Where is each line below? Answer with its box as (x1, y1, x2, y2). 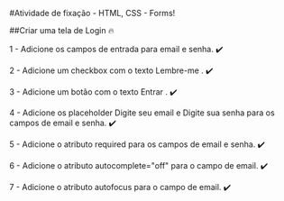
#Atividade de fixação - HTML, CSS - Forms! (9, 8, 176, 18)
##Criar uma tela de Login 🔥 (9, 25, 115, 35)
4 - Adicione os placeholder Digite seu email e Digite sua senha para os (9, 107, 275, 118)
